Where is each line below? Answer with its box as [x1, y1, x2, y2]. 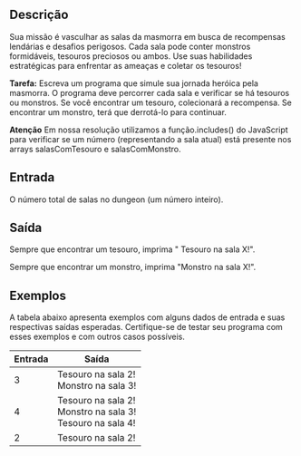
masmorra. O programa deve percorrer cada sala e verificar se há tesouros [9, 87, 290, 98]
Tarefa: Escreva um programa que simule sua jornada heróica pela [9, 77, 258, 89]
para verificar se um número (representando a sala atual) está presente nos [9, 133, 292, 144]
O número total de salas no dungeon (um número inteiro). [9, 194, 224, 205]
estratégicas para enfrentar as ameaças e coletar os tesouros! [9, 60, 242, 71]
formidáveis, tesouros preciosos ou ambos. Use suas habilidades [9, 50, 253, 62]
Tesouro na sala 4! [57, 417, 136, 430]
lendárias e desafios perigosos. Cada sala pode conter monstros [9, 41, 251, 52]
